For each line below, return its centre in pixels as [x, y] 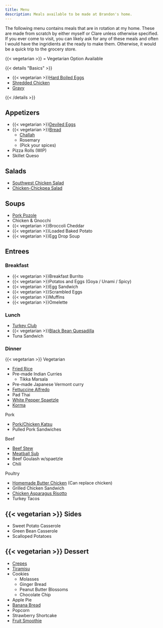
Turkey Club [24, 325]
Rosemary [30, 140]
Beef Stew [23, 448]
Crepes [20, 563]
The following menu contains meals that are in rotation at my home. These [80, 28]
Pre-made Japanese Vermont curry [48, 385]
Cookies [21, 574]
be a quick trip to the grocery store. [41, 49]
